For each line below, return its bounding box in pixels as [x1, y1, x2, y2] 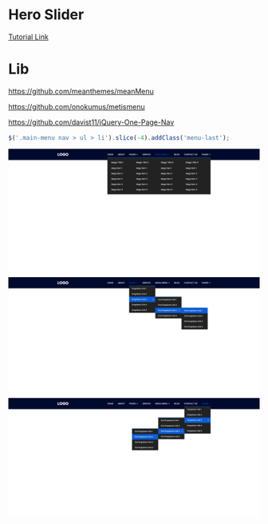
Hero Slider [8, 6, 85, 24]
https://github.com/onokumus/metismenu [8, 101, 145, 111]
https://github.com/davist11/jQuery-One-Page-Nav [8, 117, 175, 127]
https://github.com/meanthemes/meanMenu [8, 86, 154, 96]
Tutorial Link [8, 32, 49, 42]
